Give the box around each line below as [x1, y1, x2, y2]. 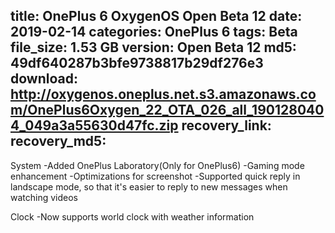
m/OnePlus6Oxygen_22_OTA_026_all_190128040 [10, 102, 325, 119]
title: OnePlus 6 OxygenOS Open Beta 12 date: [10, 8, 303, 25]
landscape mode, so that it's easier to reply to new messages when [10, 180, 288, 193]
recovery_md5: [10, 133, 107, 150]
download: [10, 70, 78, 88]
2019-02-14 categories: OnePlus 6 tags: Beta [10, 24, 298, 41]
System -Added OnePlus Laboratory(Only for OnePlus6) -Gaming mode [10, 159, 305, 171]
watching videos [10, 191, 79, 203]
